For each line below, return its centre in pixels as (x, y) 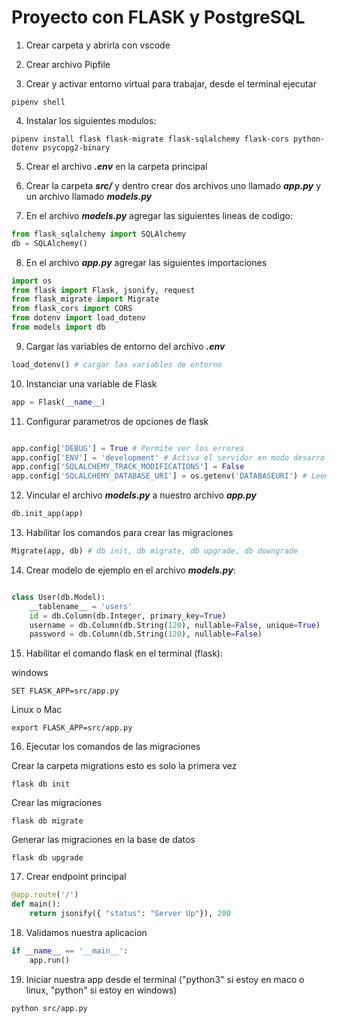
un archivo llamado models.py (89, 196)
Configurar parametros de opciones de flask (117, 421)
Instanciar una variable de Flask (91, 383)
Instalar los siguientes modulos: (91, 120)
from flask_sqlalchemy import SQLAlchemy (99, 234)
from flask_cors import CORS (72, 309)
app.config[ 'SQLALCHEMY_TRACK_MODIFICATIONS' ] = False (128, 467)
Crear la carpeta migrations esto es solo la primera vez (124, 766)
